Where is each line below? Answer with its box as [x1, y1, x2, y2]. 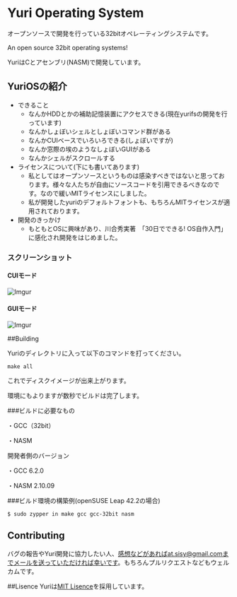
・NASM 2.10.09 [7, 482, 55, 490]
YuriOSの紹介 [7, 81, 67, 93]
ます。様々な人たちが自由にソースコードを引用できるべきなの [34, 180, 214, 189]
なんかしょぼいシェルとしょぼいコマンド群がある [28, 127, 171, 136]
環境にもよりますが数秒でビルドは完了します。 [7, 391, 144, 400]
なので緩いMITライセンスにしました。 [40, 189, 151, 197]
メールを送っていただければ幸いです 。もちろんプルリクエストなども [13, 558, 211, 567]
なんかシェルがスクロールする [28, 153, 115, 162]
